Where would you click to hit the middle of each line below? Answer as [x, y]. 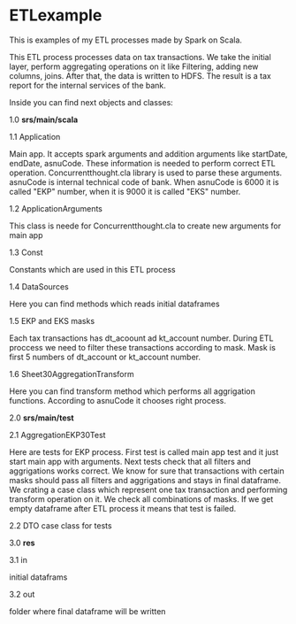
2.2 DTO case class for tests [61, 525]
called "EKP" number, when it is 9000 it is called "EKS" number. [125, 191]
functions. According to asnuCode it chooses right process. [118, 400]
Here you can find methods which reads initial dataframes [114, 304]
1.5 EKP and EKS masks [52, 320]
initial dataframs [38, 577]
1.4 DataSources [39, 286]
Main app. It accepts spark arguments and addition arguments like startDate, [148, 154]
